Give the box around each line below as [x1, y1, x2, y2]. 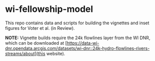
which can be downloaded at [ [5, 40, 67, 46]
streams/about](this [5, 51, 46, 57]
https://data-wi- [66, 40, 100, 46]
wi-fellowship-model [5, 3, 93, 15]
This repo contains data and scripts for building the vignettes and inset [5, 20, 150, 26]
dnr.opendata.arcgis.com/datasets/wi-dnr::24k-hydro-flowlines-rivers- [5, 45, 150, 51]
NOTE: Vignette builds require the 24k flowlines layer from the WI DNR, [5, 35, 151, 41]
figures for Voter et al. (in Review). [5, 25, 75, 31]
